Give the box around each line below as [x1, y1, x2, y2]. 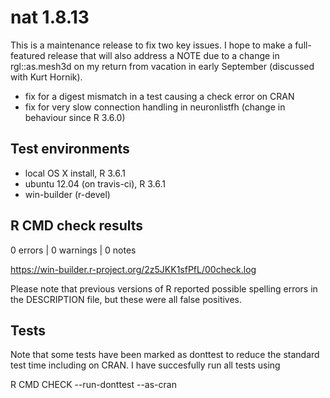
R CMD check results [10, 217, 144, 235]
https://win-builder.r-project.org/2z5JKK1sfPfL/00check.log [10, 263, 257, 275]
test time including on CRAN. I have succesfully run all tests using [10, 359, 281, 371]
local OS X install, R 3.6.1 [24, 167, 127, 179]
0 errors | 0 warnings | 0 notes [10, 244, 137, 256]
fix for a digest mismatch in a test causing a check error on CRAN [24, 90, 295, 102]
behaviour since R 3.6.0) [24, 111, 126, 123]
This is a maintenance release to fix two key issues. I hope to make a [10, 39, 293, 51]
